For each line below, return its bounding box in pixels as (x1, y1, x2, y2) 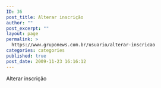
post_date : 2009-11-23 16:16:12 (6, 58, 86, 64)
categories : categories (6, 48, 65, 54)
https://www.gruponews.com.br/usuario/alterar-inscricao (11, 42, 156, 48)
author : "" (6, 20, 33, 26)
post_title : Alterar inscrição (6, 14, 84, 20)
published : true (6, 53, 46, 59)
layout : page (6, 31, 39, 37)
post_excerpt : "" (6, 25, 49, 32)
